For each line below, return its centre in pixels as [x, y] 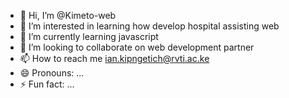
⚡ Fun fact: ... [47, 84]
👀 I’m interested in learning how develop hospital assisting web [149, 26]
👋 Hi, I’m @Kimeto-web [68, 15]
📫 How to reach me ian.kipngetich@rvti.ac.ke [114, 58]
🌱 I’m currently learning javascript [89, 36]
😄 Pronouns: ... [52, 73]
